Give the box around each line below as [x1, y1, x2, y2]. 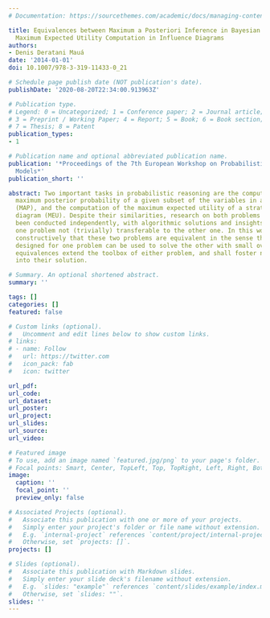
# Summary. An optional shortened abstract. [8, 271, 160, 279]
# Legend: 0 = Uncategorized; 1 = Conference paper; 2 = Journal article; [8, 108, 264, 116]
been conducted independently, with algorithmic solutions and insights [15, 219, 264, 227]
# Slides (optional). [8, 560, 81, 568]
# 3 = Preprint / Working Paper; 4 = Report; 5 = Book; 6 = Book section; [8, 115, 264, 123]
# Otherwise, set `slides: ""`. [8, 590, 125, 598]
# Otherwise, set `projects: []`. [8, 538, 131, 546]
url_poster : [8, 404, 48, 413]
